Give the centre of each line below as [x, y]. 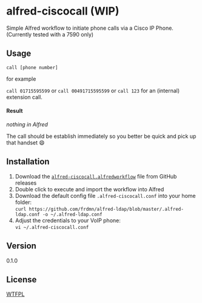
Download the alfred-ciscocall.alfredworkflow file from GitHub [96, 176]
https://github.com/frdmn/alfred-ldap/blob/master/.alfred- [106, 209]
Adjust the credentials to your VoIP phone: [68, 220]
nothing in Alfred [27, 124]
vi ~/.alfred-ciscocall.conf [52, 227]
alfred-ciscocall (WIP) [63, 11]
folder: [23, 202]
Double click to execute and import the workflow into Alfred [89, 189]
